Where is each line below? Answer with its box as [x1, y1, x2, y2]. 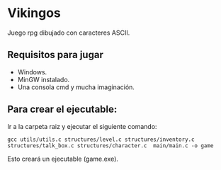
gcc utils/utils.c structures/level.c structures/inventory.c [7, 136, 195, 143]
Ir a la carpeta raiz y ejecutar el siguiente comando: [7, 122, 157, 130]
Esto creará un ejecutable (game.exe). [7, 154, 119, 163]
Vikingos [7, 5, 62, 21]
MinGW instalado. [17, 75, 70, 84]
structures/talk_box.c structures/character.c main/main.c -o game [7, 142, 214, 149]
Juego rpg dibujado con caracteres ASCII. [7, 28, 130, 37]
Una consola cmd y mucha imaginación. [17, 83, 135, 91]
